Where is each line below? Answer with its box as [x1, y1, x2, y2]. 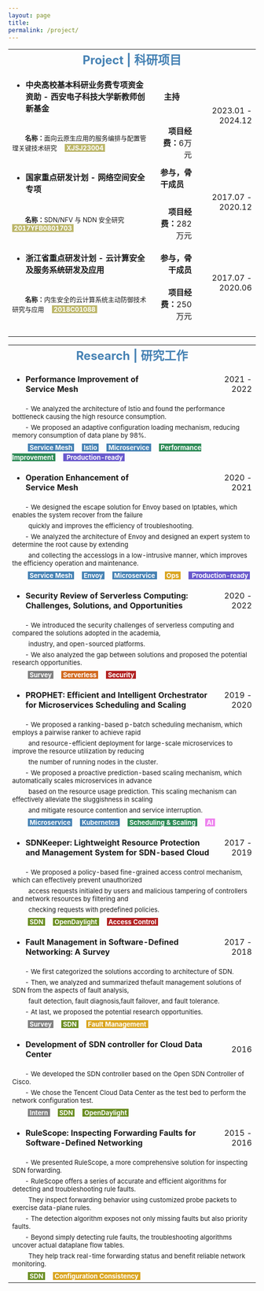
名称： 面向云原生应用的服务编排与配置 [24, 133, 141, 142]
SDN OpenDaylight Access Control [29, 918, 157, 927]
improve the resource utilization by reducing [12, 747, 145, 756]
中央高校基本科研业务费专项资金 [25, 80, 144, 91]
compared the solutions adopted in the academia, [12, 629, 161, 638]
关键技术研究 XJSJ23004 [18, 143, 104, 152]
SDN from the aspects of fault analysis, [12, 986, 130, 995]
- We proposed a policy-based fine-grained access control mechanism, [24, 867, 244, 877]
